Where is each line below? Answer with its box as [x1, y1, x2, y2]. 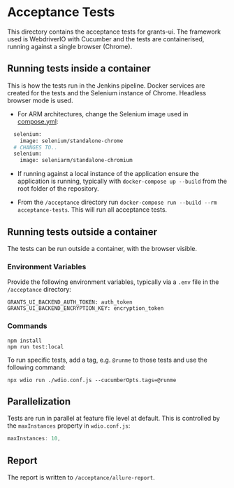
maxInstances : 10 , [7, 435, 61, 442]
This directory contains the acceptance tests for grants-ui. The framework [7, 27, 221, 36]
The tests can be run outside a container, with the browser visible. [7, 244, 198, 252]
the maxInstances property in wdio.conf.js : [7, 421, 131, 430]
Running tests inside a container [7, 62, 152, 74]
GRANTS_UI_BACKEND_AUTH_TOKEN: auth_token [7, 299, 133, 306]
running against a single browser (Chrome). [7, 42, 133, 50]
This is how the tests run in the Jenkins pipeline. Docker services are [7, 81, 205, 90]
